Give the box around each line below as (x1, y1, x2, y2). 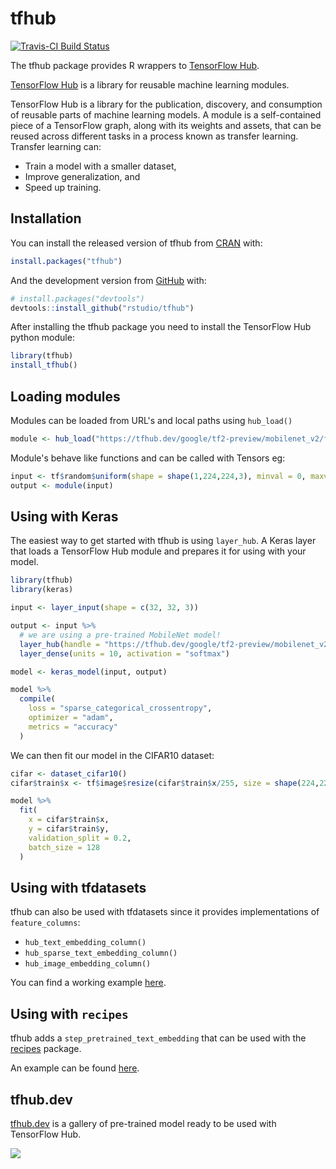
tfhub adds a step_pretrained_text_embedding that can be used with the (10, 1032, 307, 1044)
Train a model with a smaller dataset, (24, 160, 177, 172)
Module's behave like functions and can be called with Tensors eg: (10, 452, 286, 464)
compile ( (19, 694, 56, 704)
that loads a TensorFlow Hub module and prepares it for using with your (10, 545, 307, 557)
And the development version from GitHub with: (10, 274, 207, 286)
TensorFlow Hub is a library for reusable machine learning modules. (10, 78, 290, 91)
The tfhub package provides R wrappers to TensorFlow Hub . (10, 59, 260, 71)
